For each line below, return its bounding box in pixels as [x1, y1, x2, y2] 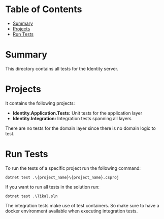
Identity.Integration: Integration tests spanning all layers [12, 115, 132, 121]
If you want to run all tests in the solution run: [5, 184, 100, 190]
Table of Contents [5, 4, 82, 15]
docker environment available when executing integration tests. [5, 208, 138, 214]
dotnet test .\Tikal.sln [5, 194, 58, 199]
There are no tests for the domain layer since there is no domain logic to [5, 125, 156, 131]
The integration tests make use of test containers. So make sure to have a [5, 202, 159, 208]
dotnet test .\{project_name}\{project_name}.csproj [5, 175, 119, 180]
